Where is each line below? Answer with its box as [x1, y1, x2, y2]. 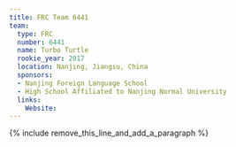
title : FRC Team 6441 [9, 12, 89, 22]
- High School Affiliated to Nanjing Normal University [17, 87, 227, 96]
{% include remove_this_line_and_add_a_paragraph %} [9, 128, 209, 138]
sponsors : [17, 71, 53, 80]
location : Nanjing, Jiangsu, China [17, 63, 148, 72]
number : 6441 [17, 37, 65, 47]
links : [17, 95, 42, 104]
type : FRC [17, 29, 53, 38]
